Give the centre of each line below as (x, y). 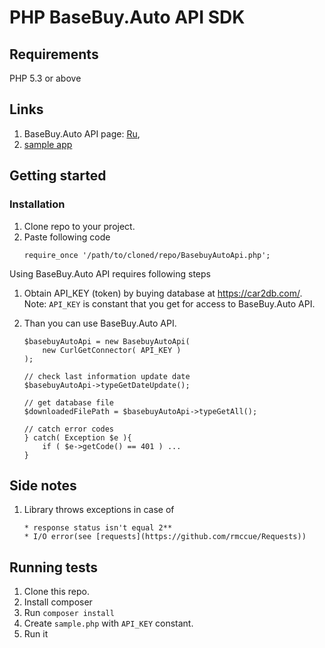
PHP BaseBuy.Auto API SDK (127, 17)
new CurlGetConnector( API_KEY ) (112, 350)
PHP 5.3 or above (45, 78)
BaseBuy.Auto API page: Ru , (82, 133)
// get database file (68, 402)
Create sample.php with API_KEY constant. (108, 623)
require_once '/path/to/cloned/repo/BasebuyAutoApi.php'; (147, 255)
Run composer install (69, 613)
